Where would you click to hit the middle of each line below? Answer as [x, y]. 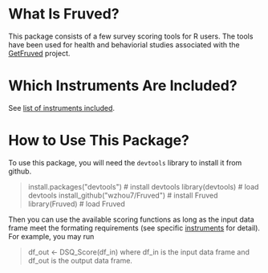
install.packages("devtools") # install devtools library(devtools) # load [143, 186]
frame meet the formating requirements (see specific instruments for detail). [134, 228]
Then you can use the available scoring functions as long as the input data [131, 219]
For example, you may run [51, 236]
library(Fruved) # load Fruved [77, 204]
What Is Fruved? [64, 14]
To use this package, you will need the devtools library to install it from [125, 162]
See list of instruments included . [61, 108]
